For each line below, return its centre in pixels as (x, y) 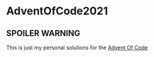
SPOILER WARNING (43, 33)
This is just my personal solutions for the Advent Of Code (77, 47)
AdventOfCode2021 (57, 11)
